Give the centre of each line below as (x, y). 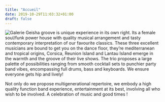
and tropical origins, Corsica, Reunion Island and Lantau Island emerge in (79, 53)
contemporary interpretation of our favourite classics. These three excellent (82, 43)
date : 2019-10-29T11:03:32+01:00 (39, 14)
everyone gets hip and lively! (34, 75)
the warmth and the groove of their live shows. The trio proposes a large (79, 59)
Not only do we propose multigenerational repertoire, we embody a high (78, 84)
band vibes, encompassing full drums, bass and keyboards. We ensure (77, 69)
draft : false (18, 19)
